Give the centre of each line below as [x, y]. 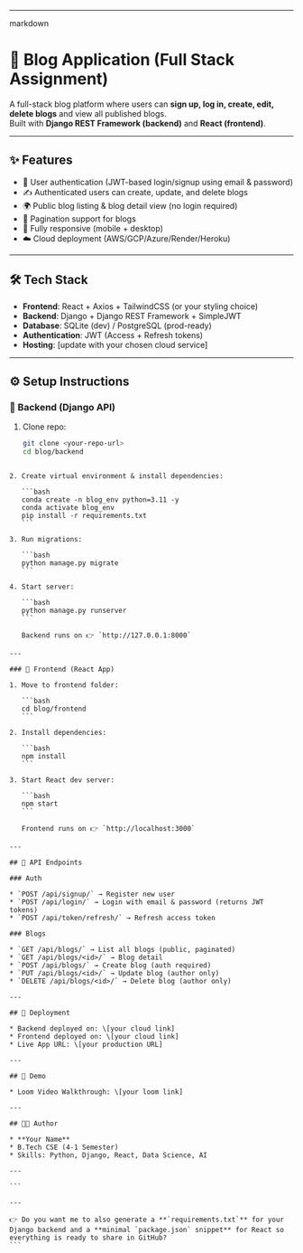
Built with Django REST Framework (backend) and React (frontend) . [138, 123]
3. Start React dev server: [62, 780]
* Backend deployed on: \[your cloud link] [92, 1029]
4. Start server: [42, 587]
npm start [40, 804]
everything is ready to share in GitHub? [88, 1238]
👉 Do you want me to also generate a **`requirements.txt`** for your [147, 1220]
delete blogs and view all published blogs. [88, 113]
